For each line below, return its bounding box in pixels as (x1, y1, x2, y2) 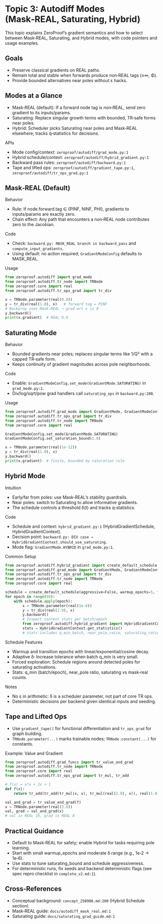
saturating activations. (12, 664, 57, 670)
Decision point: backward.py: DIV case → (12, 534, 94, 540)
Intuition (5, 485, 21, 490)
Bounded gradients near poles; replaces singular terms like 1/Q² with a (12, 351, 153, 357)
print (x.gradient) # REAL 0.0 (5, 315, 68, 320)
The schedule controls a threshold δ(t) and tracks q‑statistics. (12, 505, 136, 510)
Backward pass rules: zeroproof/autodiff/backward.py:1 (12, 159, 126, 165)
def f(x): (5, 786, 25, 791)
